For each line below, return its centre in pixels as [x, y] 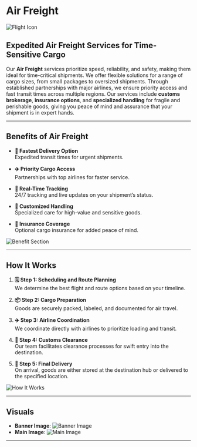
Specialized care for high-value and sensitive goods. [78, 212]
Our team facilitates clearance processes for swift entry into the [91, 346]
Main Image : [30, 432]
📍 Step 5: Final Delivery [43, 364]
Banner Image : [33, 426]
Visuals [20, 411]
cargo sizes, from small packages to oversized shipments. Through [87, 81]
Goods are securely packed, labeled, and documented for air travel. [96, 308]
